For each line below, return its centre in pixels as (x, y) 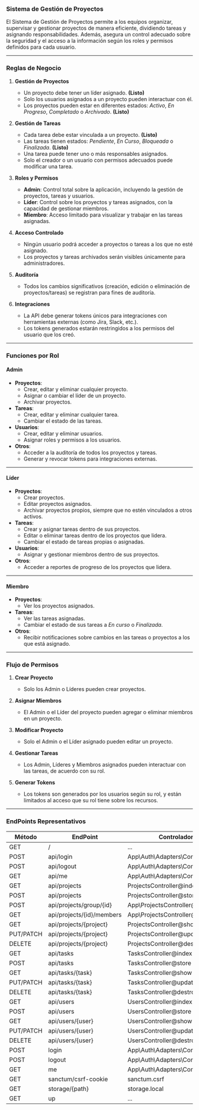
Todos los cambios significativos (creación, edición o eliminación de (107, 286)
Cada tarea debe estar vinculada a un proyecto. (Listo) (91, 135)
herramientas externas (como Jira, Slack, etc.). (81, 322)
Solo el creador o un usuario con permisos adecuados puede (98, 160)
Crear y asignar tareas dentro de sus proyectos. (82, 529)
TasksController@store (159, 963)
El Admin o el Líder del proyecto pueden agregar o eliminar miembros (108, 712)
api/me (58, 876)
